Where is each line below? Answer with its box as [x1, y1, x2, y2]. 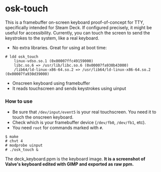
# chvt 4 [5, 139, 23, 144]
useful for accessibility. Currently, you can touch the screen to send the [5, 30, 150, 36]
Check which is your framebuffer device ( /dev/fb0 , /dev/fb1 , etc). [12, 120, 146, 126]
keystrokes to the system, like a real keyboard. [5, 35, 99, 41]
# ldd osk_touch [5, 54, 38, 59]
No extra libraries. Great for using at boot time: [12, 44, 107, 50]
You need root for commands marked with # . [12, 125, 103, 131]
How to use [5, 97, 33, 104]
